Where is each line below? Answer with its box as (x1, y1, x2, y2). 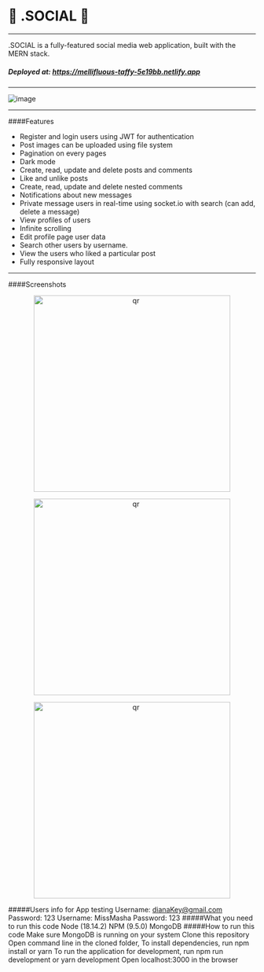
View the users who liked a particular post (19, 248, 156, 258)
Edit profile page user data (19, 232, 106, 241)
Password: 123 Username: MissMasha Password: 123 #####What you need (8, 913, 254, 922)
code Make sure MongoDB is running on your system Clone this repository (8, 930, 250, 939)
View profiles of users (19, 215, 91, 225)
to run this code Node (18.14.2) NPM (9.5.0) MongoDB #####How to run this (8, 921, 255, 930)
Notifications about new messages (19, 190, 132, 200)
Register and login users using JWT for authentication (19, 131, 195, 141)
